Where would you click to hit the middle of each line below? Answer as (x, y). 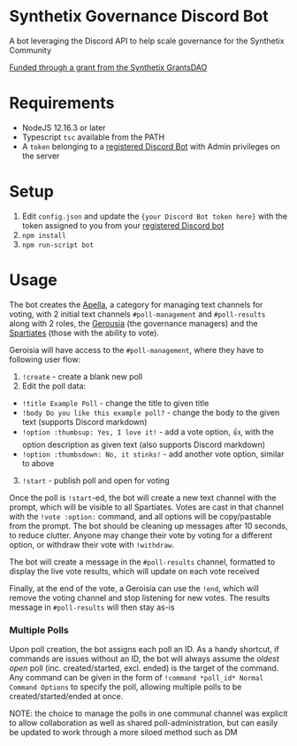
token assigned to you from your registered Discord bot (123, 225)
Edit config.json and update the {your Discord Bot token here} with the (155, 216)
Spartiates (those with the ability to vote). (84, 333)
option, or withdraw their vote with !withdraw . (92, 544)
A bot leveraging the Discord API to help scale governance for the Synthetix (147, 41)
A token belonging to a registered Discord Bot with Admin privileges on (151, 146)
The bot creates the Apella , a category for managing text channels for (136, 304)
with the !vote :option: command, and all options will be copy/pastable (141, 516)
